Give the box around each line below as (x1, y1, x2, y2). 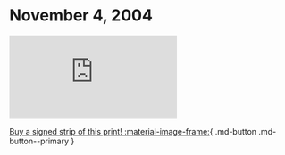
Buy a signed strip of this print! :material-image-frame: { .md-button (9, 126, 257, 136)
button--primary (9, 135, 70, 146)
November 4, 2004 (9, 5, 154, 26)
